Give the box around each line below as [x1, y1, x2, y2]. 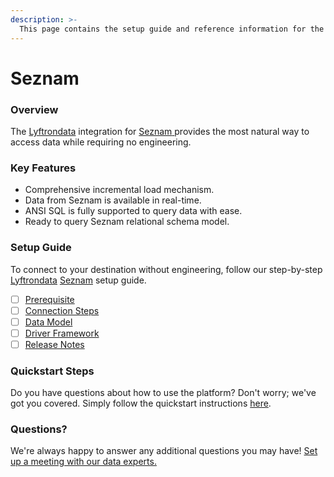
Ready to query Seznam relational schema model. [24, 216, 230, 228]
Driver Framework [24, 327, 100, 339]
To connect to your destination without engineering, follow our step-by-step [10, 263, 323, 275]
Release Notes [24, 338, 85, 350]
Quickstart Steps [10, 364, 95, 378]
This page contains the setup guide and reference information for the [19, 24, 325, 34]
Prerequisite [24, 293, 75, 305]
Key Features [10, 161, 77, 175]
